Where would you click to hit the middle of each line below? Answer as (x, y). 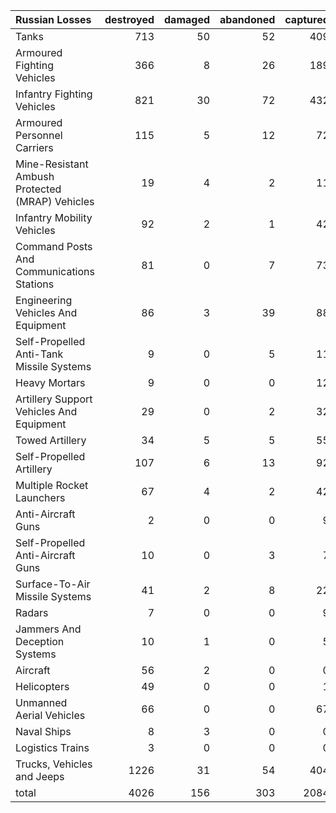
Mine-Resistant (52, 164)
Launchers (40, 497)
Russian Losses (53, 19)
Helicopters (42, 686)
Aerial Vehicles (50, 715)
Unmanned (41, 702)
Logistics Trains (52, 747)
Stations (35, 284)
